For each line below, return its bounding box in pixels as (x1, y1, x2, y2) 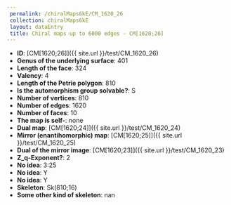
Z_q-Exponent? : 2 (16, 154, 71, 162)
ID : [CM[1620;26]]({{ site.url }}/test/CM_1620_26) (16, 49, 159, 58)
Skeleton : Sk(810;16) (16, 183, 78, 192)
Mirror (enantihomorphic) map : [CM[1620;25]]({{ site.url (16, 131, 183, 140)
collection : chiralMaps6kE (9, 17, 89, 24)
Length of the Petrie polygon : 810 (16, 79, 117, 88)
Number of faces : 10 (16, 109, 77, 117)
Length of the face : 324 (16, 64, 87, 72)
